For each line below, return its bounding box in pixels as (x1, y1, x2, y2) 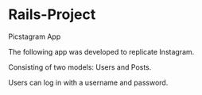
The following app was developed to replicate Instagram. (8, 47, 195, 56)
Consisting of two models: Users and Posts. (8, 62, 152, 72)
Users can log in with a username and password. (8, 78, 169, 87)
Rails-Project (8, 6, 96, 24)
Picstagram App (8, 32, 61, 41)
